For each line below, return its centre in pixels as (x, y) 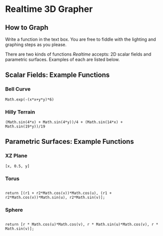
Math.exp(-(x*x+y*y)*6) (30, 99)
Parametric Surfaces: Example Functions (70, 142)
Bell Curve (18, 89)
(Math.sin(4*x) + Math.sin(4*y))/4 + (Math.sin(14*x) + (64, 122)
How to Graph (27, 28)
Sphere (14, 210)
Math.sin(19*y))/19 (25, 126)
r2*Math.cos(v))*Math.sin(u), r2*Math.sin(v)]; (55, 197)
